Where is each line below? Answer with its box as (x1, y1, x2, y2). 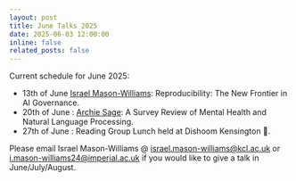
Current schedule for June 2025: (9, 70, 130, 81)
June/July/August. (9, 162, 77, 173)
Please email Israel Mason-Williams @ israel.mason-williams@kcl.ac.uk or (9, 144, 281, 154)
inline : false (9, 37, 62, 47)
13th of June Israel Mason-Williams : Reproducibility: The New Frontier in (21, 88, 288, 99)
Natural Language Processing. (21, 117, 134, 128)
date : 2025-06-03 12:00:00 (9, 29, 110, 38)
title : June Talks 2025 (9, 21, 98, 30)
